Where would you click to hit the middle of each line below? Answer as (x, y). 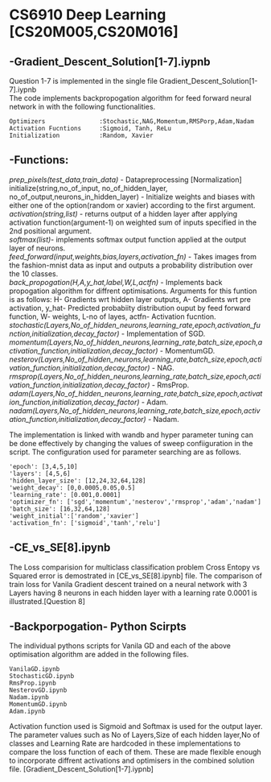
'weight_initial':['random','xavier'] (74, 516)
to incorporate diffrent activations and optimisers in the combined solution (132, 761)
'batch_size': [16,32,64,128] (60, 509)
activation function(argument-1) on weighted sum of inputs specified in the (133, 222)
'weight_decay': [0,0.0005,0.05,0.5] (72, 488)
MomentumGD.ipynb (38, 705)
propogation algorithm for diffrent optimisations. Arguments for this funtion (133, 291)
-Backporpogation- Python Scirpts (98, 627)
